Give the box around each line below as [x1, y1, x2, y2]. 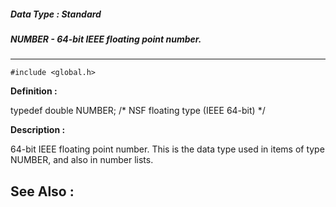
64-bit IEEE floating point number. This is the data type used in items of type [10, 143, 325, 155]
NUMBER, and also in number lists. [10, 154, 154, 166]
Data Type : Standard [10, 8, 102, 20]
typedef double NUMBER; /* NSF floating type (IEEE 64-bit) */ [10, 105, 266, 117]
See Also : [10, 183, 75, 200]
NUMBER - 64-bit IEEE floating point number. [10, 33, 202, 45]
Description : [10, 124, 66, 136]
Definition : [10, 85, 58, 97]
